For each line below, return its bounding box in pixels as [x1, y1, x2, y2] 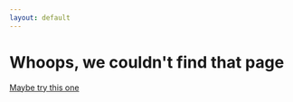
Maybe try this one [9, 82, 80, 93]
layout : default [9, 13, 71, 23]
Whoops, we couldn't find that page [9, 51, 285, 72]
